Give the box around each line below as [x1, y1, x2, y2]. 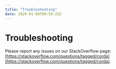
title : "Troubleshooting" [5, 7, 57, 12]
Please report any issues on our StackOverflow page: [5, 48, 111, 54]
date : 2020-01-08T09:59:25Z [5, 12, 62, 16]
